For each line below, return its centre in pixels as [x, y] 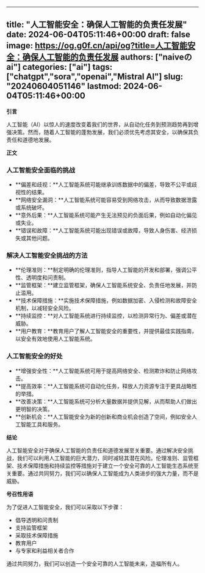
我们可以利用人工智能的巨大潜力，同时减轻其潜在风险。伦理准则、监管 [105, 458]
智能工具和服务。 [42, 424]
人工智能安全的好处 [34, 356]
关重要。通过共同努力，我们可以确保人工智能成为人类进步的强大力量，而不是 [103, 473]
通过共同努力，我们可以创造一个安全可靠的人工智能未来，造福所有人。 [95, 563]
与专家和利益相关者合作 [45, 550]
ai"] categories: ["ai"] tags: [59, 67]
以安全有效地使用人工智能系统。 [55, 339]
